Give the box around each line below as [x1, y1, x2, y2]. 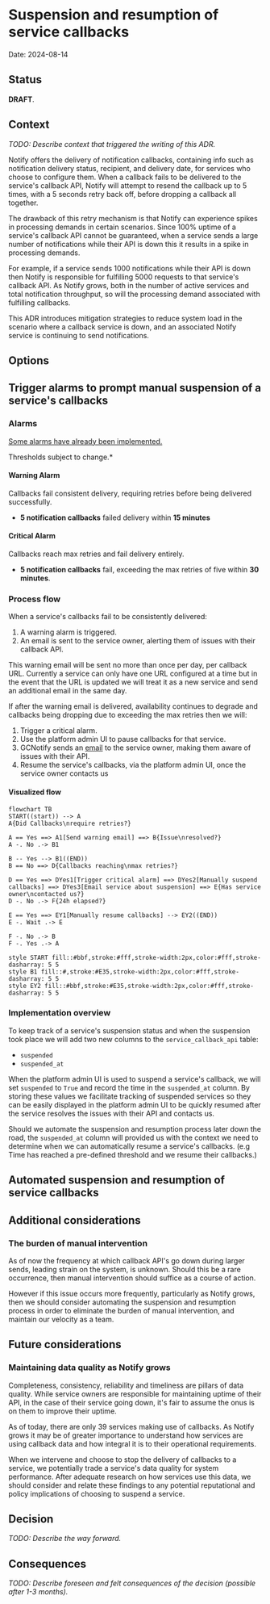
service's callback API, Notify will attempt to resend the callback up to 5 [8, 180, 247, 191]
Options [8, 354, 50, 367]
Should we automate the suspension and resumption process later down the [8, 1124, 262, 1133]
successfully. [8, 496, 52, 506]
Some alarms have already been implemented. [8, 436, 163, 446]
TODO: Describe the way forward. [8, 1534, 122, 1543]
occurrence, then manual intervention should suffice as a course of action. [8, 1273, 256, 1283]
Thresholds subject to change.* [8, 452, 114, 462]
